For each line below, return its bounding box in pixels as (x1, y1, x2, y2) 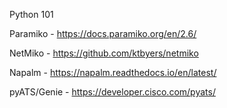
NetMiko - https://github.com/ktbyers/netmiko (9, 47, 199, 59)
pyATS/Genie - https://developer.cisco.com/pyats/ (9, 86, 216, 98)
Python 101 (9, 9, 54, 20)
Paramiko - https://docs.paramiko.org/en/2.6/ (9, 28, 197, 39)
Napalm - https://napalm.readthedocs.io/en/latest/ (9, 67, 217, 78)
